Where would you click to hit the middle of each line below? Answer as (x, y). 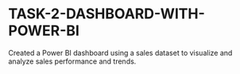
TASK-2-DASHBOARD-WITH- (106, 14)
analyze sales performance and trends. (72, 61)
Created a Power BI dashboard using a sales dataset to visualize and (120, 53)
